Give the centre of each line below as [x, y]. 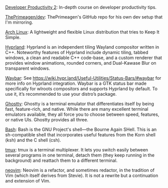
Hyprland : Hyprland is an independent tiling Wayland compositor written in [82, 47]
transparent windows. [28, 68]
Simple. [13, 37]
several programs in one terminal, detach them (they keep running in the [80, 155]
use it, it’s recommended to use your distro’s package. [61, 94]
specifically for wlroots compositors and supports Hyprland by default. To [81, 89]
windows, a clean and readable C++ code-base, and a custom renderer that [83, 58]
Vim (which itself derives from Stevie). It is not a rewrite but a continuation [82, 175]
